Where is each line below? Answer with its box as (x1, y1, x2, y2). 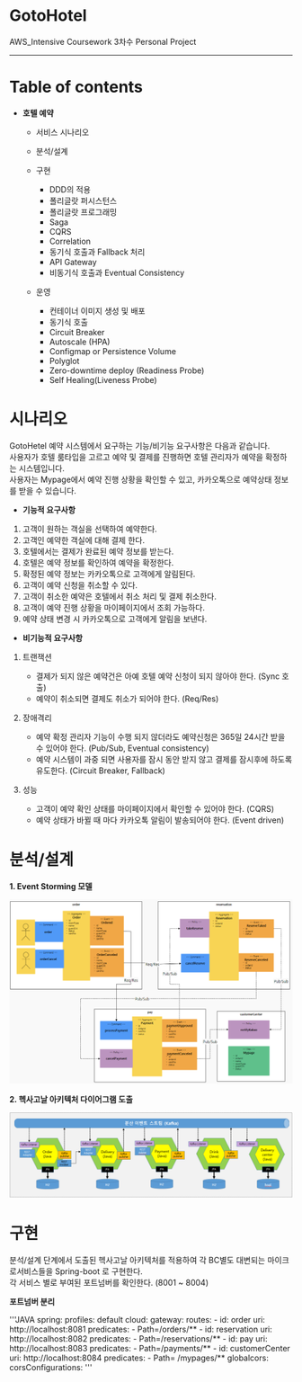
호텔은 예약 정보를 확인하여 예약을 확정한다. (22, 557, 174, 567)
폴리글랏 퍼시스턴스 (49, 195, 118, 206)
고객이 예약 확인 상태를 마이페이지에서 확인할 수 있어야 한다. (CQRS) (35, 803, 275, 814)
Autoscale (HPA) (49, 336, 111, 347)
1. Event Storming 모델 (9, 880, 93, 891)
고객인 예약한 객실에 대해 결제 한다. (22, 534, 146, 545)
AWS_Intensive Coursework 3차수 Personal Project (9, 36, 197, 47)
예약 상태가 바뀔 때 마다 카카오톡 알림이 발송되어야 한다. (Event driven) (35, 815, 285, 825)
